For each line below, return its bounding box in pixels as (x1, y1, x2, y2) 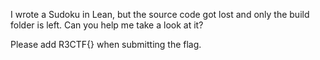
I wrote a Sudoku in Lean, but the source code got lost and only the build (10, 9, 310, 20)
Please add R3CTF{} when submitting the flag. (10, 39, 202, 50)
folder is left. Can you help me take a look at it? (10, 19, 204, 31)
